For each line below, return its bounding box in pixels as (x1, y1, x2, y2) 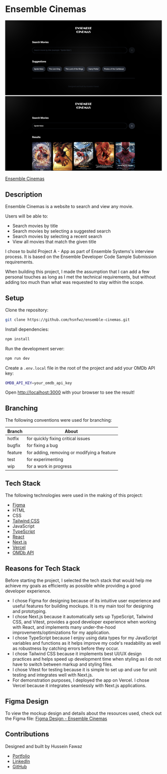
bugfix (7, 443, 21, 449)
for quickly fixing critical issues (26, 436, 90, 441)
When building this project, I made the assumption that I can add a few (5, 268, 150, 275)
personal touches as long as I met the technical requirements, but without (5, 274, 156, 280)
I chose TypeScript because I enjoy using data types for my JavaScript (12, 635, 158, 641)
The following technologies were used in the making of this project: (5, 493, 143, 499)
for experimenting (26, 456, 64, 462)
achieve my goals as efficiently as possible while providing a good (5, 583, 141, 589)
